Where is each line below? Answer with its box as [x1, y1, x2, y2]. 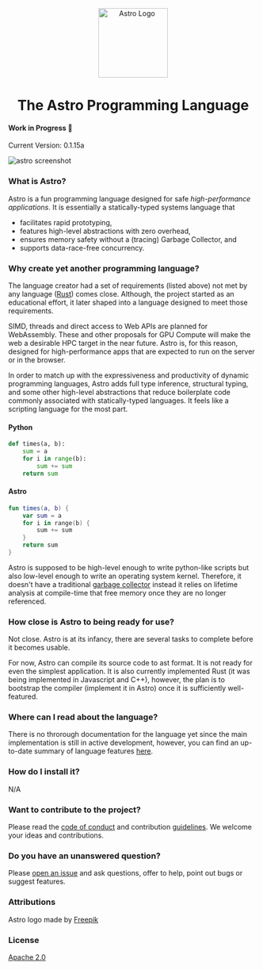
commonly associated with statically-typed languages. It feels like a [8, 396, 230, 405]
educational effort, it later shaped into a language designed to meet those [8, 297, 248, 307]
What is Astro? [8, 176, 67, 187]
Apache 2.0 [8, 952, 46, 962]
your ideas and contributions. [8, 830, 105, 840]
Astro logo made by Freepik [8, 914, 99, 924]
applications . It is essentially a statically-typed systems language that [8, 202, 235, 212]
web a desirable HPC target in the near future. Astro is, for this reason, [8, 338, 238, 347]
